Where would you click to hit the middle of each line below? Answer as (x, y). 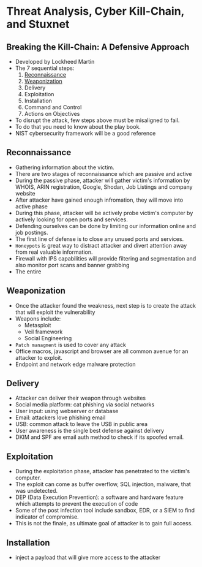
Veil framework (43, 332)
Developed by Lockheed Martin (55, 62)
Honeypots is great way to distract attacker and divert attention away (101, 245)
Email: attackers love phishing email (60, 417)
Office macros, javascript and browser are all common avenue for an (102, 351)
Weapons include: (38, 318)
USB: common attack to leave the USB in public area (81, 424)
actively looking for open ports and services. (72, 219)
